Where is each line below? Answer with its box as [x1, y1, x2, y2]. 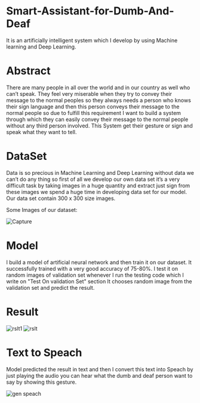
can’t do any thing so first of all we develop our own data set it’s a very [6, 175, 180, 183]
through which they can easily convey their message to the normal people [6, 116, 189, 123]
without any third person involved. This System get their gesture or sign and [6, 122, 193, 129]
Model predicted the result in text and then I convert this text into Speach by [6, 365, 193, 372]
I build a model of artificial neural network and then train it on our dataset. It [6, 259, 192, 266]
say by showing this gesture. [6, 378, 77, 386]
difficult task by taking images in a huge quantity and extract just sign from [6, 181, 190, 189]
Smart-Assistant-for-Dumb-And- [6, 4, 174, 18]
